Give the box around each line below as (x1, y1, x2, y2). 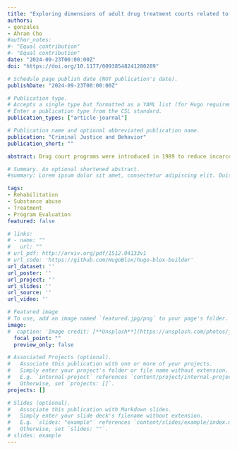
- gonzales (7, 23, 39, 30)
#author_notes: (7, 37, 52, 44)
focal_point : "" (13, 335, 61, 342)
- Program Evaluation (7, 211, 71, 218)
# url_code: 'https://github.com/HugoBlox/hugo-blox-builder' (7, 256, 194, 263)
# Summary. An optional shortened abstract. (7, 165, 140, 173)
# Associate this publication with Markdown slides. (7, 406, 172, 413)
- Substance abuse (7, 198, 61, 205)
